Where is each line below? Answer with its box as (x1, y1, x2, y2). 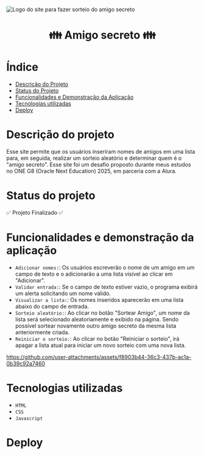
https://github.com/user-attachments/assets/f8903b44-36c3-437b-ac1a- (6, 353, 192, 360)
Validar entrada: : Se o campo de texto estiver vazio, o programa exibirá (15, 283, 198, 290)
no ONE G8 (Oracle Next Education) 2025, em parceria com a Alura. (6, 168, 177, 175)
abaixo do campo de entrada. (15, 303, 90, 310)
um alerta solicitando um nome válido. (15, 290, 111, 297)
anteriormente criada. (15, 328, 70, 335)
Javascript (15, 415, 43, 421)
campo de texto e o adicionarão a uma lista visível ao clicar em (15, 270, 173, 278)
